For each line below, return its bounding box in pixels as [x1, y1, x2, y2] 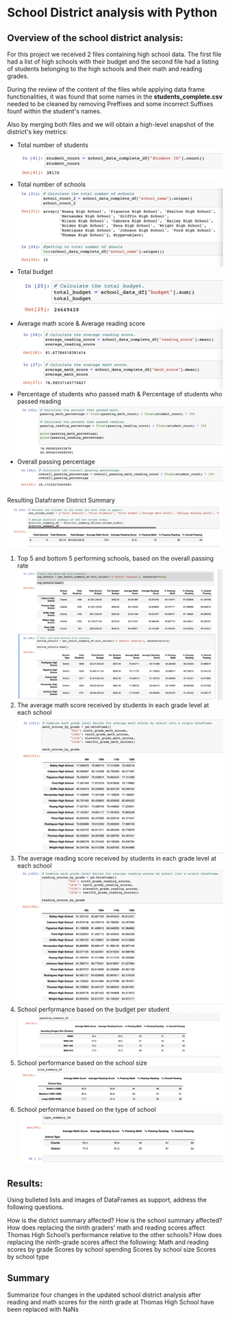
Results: [7, 1178, 43, 1189]
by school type [7, 1252, 49, 1260]
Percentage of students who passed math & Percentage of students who [16, 390, 222, 398]
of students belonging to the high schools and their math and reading [7, 65, 203, 73]
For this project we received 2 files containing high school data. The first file [7, 50, 222, 58]
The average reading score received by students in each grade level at [16, 854, 217, 862]
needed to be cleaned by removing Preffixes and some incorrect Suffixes [7, 100, 214, 107]
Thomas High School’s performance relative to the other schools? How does [7, 1230, 222, 1239]
